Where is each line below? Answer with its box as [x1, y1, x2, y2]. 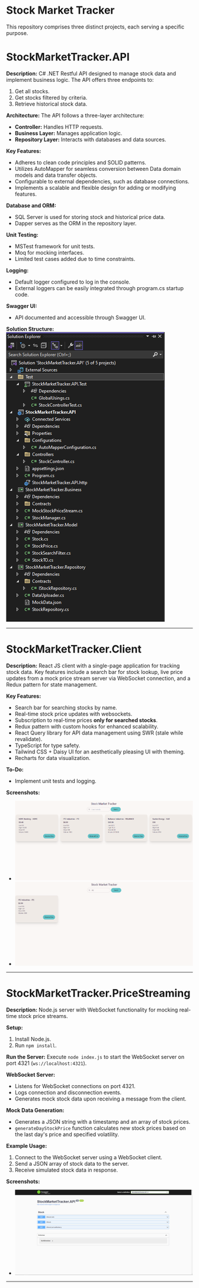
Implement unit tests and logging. [14, 777, 97, 784]
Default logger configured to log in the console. [14, 278, 131, 285]
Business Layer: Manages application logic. [14, 129, 123, 136]
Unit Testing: [6, 231, 38, 238]
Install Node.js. [14, 1036, 52, 1043]
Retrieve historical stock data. [14, 100, 88, 107]
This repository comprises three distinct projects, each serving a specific [6, 23, 185, 30]
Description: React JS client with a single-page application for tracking [6, 662, 180, 669]
